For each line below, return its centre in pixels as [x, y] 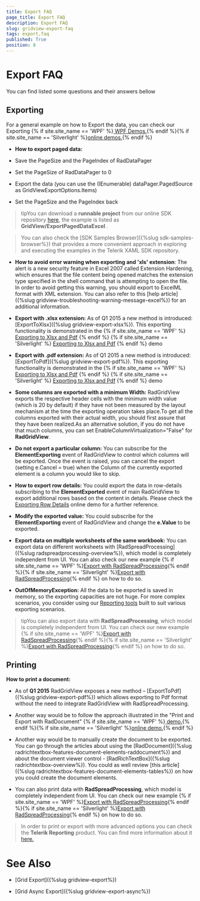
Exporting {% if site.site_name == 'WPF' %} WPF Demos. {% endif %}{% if [98, 131]
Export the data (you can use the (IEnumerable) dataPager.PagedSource [104, 184]
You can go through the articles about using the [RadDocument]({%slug [103, 746]
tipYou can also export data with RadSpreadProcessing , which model [106, 621]
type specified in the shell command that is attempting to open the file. [102, 281]
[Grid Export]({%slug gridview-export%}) [66, 880]
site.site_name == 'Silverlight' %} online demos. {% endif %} [79, 137]
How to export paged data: [49, 149]
